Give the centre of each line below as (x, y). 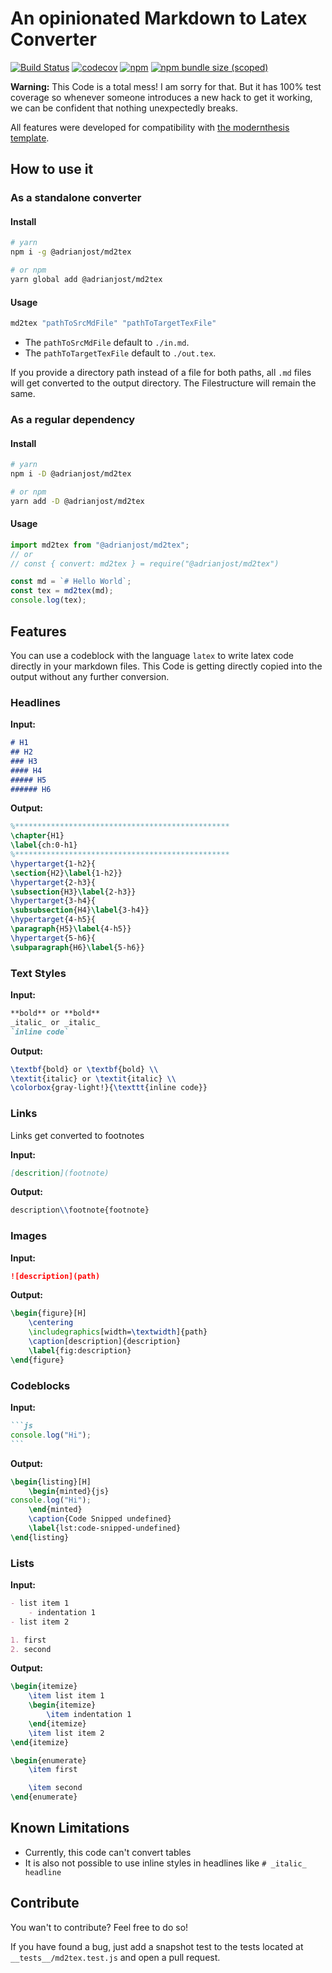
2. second (31, 1649)
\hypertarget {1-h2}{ (53, 863)
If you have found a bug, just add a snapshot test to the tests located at (157, 1946)
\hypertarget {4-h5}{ (53, 920)
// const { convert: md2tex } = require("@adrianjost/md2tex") (145, 563)
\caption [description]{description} (105, 1342)
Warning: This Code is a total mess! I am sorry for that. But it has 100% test (166, 86)
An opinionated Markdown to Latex (159, 18)
